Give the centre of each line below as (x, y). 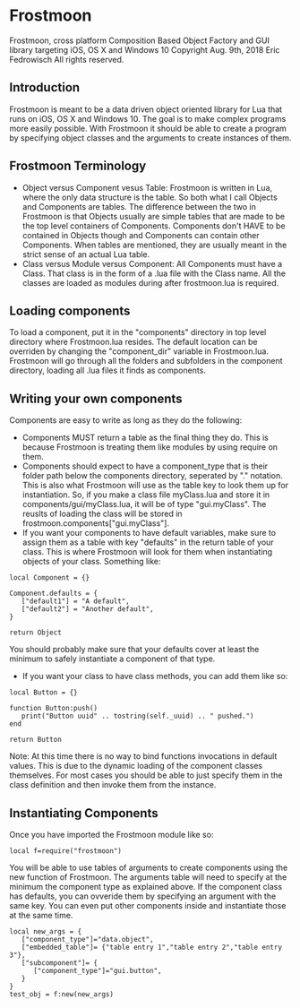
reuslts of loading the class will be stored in (102, 514)
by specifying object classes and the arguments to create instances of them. (150, 138)
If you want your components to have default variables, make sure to (149, 533)
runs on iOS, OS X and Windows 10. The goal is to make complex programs (148, 118)
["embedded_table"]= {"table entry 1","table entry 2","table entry (151, 947)
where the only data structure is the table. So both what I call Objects (150, 197)
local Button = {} (43, 693)
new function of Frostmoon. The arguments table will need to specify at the (148, 877)
